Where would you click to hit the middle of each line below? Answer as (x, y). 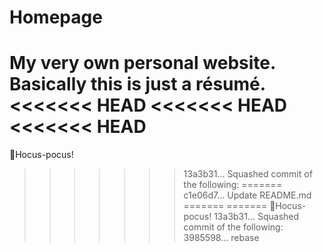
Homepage (56, 17)
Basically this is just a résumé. (137, 84)
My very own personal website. (142, 63)
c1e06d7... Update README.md (247, 195)
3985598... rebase (221, 238)
